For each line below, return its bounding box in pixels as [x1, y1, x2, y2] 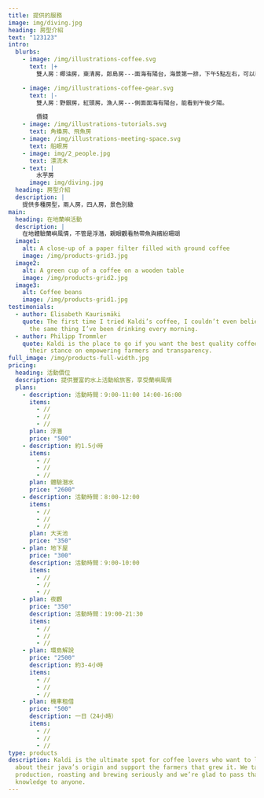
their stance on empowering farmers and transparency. [28, 347, 213, 355]
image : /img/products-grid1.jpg [22, 296, 128, 303]
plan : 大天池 [28, 530, 68, 538]
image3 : [15, 281, 41, 289]
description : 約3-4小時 [28, 661, 104, 669]
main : [8, 208, 26, 216]
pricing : [8, 362, 37, 370]
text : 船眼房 [28, 142, 68, 150]
